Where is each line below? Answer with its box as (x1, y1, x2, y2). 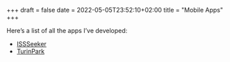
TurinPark (16, 48, 45, 55)
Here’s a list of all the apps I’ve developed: (6, 27, 128, 34)
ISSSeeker (16, 40, 47, 48)
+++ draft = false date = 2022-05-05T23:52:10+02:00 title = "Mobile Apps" (6, 6, 224, 14)
